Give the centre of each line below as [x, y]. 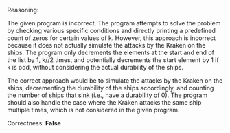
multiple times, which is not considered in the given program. [93, 110]
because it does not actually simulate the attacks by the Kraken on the [106, 45]
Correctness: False [34, 123]
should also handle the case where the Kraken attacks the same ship [104, 102]
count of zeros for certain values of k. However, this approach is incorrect [112, 38]
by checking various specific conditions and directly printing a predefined [112, 31]
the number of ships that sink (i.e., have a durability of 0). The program [107, 95]
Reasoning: [23, 10]
